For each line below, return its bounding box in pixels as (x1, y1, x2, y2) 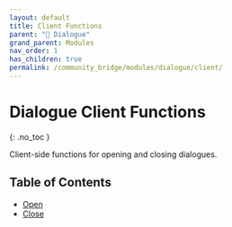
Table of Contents (9, 175, 112, 190)
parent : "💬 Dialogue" (9, 30, 91, 39)
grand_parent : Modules (9, 38, 94, 48)
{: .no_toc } (9, 131, 50, 142)
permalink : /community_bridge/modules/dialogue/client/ (9, 64, 223, 73)
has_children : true (9, 55, 83, 64)
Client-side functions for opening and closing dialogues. (9, 149, 218, 160)
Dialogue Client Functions (9, 102, 207, 122)
